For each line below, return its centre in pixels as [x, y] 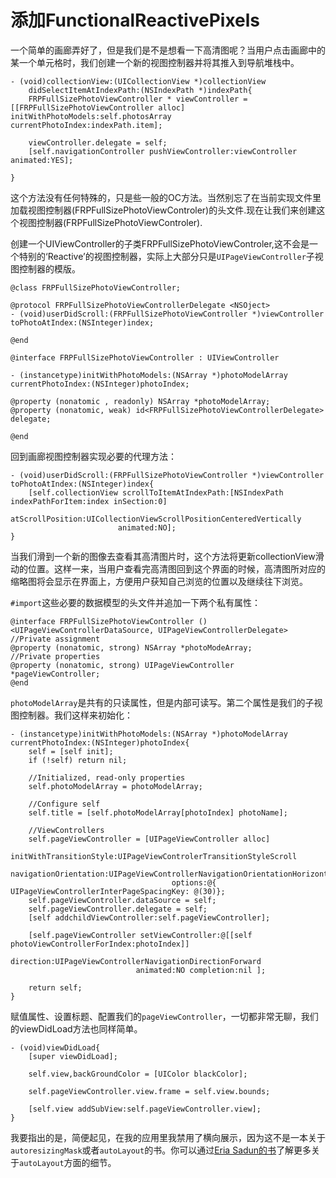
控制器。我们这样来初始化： [75, 715]
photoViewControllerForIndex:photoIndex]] [100, 944]
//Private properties [55, 656]
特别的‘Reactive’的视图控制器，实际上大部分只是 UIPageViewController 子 [166, 256]
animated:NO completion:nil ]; [201, 970]
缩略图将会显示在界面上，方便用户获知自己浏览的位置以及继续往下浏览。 [159, 581]
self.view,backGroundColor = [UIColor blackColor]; [138, 1074]
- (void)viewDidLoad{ [55, 1047]
